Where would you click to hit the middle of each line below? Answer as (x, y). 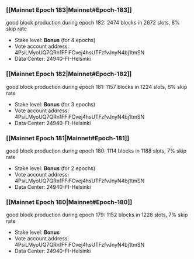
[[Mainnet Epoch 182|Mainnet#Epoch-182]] (69, 74)
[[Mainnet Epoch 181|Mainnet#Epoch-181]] (68, 138)
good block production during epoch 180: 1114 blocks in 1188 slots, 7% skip (96, 151)
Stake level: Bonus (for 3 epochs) (55, 104)
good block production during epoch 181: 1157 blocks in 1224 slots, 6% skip (97, 87)
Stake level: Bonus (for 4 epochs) (55, 40)
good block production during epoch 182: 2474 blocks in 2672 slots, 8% (93, 23)
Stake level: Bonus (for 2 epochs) (55, 168)
